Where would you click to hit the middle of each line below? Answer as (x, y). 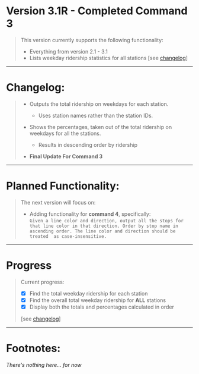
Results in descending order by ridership (88, 144)
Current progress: (42, 282)
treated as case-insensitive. (68, 236)
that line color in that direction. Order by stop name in (104, 226)
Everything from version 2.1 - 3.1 (68, 51)
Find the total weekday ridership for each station (89, 293)
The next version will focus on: (58, 202)
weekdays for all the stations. (65, 133)
